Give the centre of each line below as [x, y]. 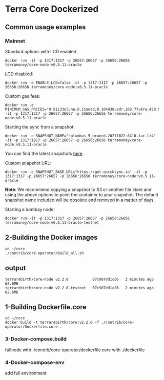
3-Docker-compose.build [36, 339]
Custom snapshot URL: [28, 163]
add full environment [26, 373]
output [15, 268]
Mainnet [15, 41]
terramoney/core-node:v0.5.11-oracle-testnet [52, 222]
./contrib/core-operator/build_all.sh [44, 253]
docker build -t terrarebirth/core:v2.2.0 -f [52, 323]
